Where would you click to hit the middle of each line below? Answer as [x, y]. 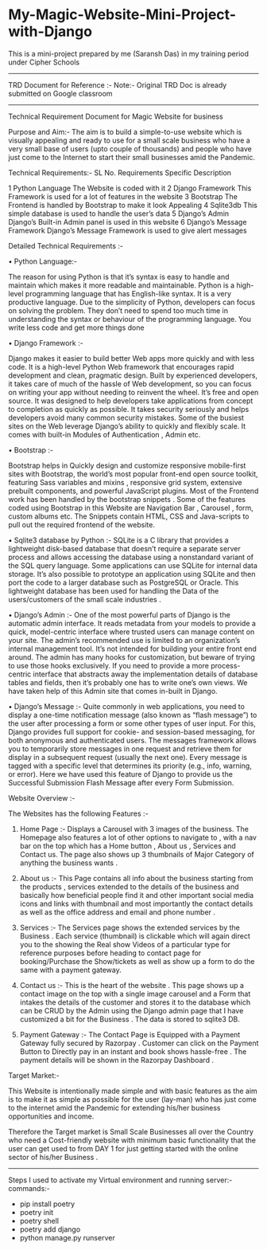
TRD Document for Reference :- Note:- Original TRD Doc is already [118, 84]
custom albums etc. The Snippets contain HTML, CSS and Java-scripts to [129, 516]
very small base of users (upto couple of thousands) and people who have [130, 148]
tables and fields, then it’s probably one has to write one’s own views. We [128, 682]
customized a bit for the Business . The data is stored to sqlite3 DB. [130, 1019]
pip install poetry [47, 1204]
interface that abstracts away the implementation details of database [145, 674]
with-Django [50, 31]
